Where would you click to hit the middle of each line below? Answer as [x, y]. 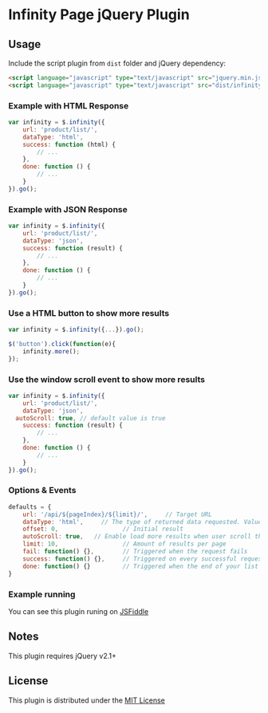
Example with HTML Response [69, 105]
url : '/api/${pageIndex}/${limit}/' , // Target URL [118, 514]
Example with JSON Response [68, 209]
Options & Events [42, 490]
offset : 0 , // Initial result [103, 529]
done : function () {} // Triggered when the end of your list [141, 566]
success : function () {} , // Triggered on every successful [130, 559]
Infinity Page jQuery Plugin [99, 15]
